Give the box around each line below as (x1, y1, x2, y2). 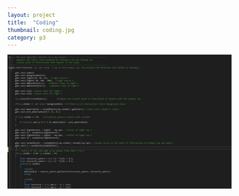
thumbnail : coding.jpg (7, 26, 75, 33)
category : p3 (7, 34, 46, 41)
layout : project (7, 11, 55, 18)
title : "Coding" (7, 18, 59, 26)
